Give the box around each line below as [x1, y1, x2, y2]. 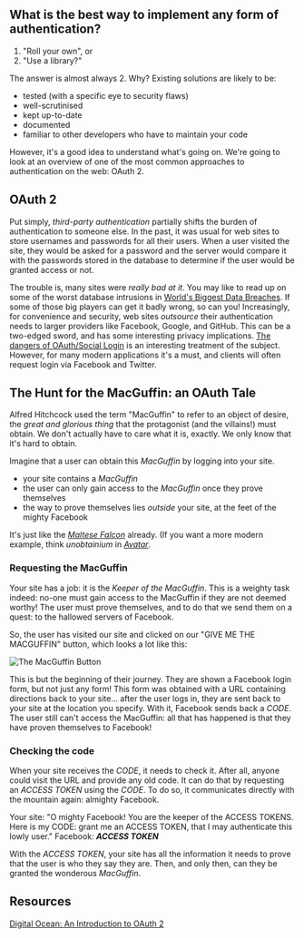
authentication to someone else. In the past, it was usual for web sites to [9, 226, 279, 237]
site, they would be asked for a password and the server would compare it [9, 245, 288, 256]
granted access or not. [9, 264, 94, 275]
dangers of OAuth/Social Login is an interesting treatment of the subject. [9, 339, 280, 350]
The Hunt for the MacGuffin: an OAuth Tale [9, 386, 257, 401]
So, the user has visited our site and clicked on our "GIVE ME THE [9, 629, 256, 640]
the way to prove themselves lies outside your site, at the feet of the [22, 503, 277, 513]
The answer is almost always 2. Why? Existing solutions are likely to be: [9, 73, 277, 83]
